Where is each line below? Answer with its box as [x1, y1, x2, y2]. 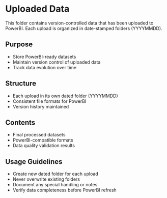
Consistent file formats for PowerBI [12, 98, 87, 104]
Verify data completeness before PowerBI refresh [12, 187, 117, 193]
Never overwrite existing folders [12, 176, 80, 182]
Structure [5, 79, 37, 88]
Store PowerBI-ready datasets [12, 53, 76, 60]
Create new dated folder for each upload [12, 171, 98, 177]
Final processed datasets [12, 132, 66, 138]
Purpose [5, 40, 33, 49]
